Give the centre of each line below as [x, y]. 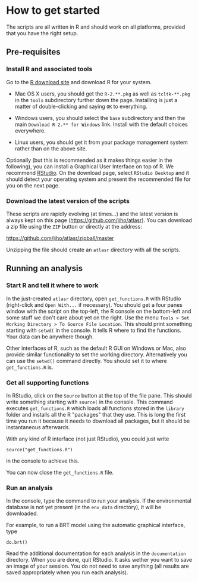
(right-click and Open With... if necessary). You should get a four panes [94, 304]
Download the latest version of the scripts [68, 201]
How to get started [53, 10]
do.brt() [17, 543]
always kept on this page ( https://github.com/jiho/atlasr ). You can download [99, 220]
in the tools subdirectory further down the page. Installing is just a [96, 100]
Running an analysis [45, 268]
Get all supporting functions [48, 383]
